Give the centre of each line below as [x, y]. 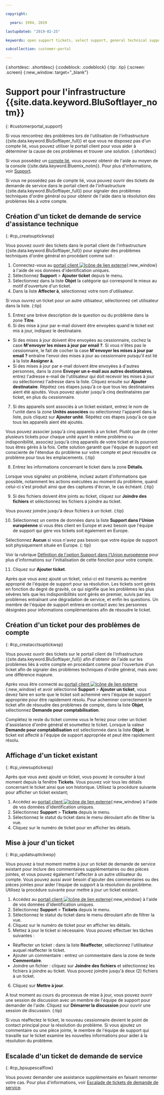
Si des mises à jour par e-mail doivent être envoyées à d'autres [76, 366]
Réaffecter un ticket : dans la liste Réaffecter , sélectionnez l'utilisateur [83, 945]
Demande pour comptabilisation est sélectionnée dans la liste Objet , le [78, 730]
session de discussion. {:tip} [34, 1011]
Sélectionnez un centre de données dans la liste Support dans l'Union [83, 520]
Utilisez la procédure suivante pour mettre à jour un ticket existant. [72, 890]
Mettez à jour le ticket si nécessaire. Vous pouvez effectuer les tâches [83, 930]
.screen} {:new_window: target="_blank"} [47, 72]
